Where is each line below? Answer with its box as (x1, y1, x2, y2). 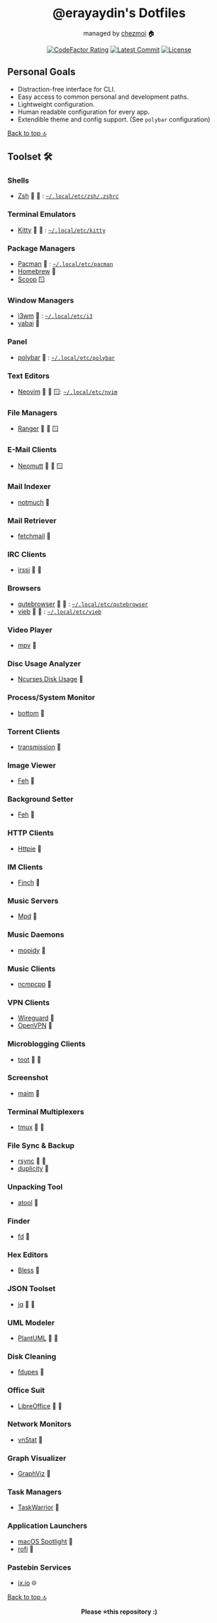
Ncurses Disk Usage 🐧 (17, 675, 84, 684)
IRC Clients (7, 549, 47, 559)
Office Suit (7, 1386, 45, 1396)
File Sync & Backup (7, 1141, 75, 1150)
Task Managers (7, 1487, 62, 1497)
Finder (7, 1216, 30, 1226)
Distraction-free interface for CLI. (17, 85, 116, 93)
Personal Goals (7, 66, 76, 78)
